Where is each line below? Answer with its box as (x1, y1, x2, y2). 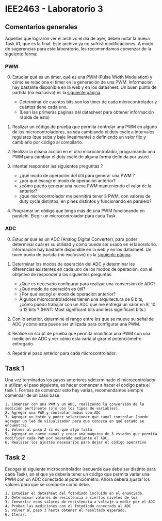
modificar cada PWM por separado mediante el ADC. (5, 436, 110, 441)
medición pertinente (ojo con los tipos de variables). (5, 406, 120, 411)
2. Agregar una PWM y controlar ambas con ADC (5, 410, 101, 415)
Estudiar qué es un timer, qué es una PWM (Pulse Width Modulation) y (12, 74, 153, 80)
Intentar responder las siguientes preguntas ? (12, 163, 103, 169)
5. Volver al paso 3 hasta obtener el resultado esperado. (5, 508, 127, 513)
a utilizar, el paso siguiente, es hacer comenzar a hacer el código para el (5, 382, 150, 388)
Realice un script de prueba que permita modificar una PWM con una (12, 330, 151, 336)
